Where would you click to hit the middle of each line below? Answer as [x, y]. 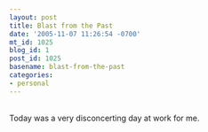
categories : [31, 75]
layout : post [33, 17]
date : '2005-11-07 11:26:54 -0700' [75, 34]
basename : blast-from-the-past [67, 67]
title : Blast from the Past [61, 26]
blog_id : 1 [29, 50]
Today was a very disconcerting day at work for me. [104, 118]
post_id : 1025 [36, 58]
